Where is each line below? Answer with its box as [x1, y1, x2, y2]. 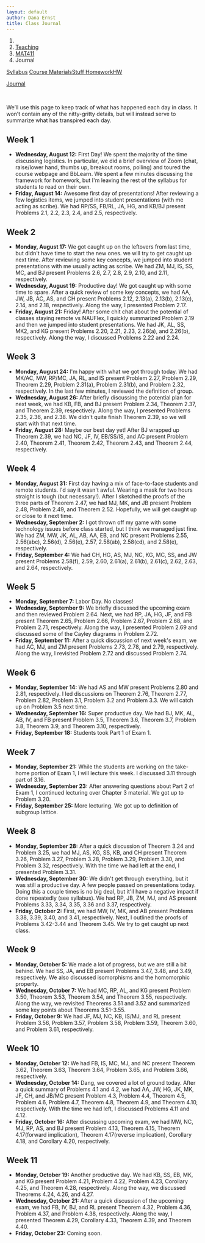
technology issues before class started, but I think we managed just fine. [15, 525, 198, 532]
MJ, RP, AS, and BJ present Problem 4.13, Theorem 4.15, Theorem [15, 1125, 181, 1132]
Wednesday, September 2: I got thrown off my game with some [15, 519, 177, 526]
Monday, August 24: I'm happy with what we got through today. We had [15, 368, 198, 375]
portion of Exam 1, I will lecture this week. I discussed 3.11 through [31, 770, 196, 777]
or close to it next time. [15, 512, 73, 519]
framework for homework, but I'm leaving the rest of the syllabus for [15, 177, 187, 184]
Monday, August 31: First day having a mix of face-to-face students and [15, 479, 198, 487]
